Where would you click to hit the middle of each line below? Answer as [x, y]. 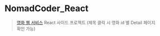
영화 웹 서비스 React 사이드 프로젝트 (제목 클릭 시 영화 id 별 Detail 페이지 [86, 22]
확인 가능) [26, 28]
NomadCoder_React [46, 9]
